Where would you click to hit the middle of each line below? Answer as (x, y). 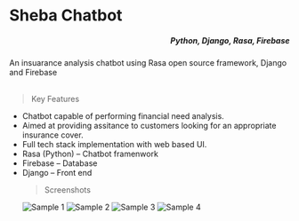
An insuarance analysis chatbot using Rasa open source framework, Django (148, 63)
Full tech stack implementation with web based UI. (114, 145)
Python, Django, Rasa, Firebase (230, 40)
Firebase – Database (60, 163)
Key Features (55, 99)
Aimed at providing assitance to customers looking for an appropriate (149, 126)
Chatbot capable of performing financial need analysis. (123, 116)
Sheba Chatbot (66, 16)
